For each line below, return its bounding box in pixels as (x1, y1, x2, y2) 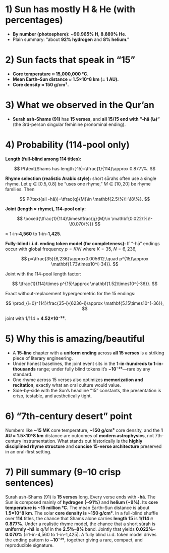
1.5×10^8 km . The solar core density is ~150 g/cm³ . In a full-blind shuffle (5, 510, 158, 516)
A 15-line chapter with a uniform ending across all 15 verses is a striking (12, 350, 164, 356)
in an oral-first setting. (5, 448, 51, 454)
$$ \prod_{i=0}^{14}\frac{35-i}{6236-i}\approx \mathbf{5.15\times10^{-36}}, (6, 300, 164, 306)
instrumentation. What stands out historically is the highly (22, 438, 143, 444)
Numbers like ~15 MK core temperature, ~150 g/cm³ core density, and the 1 (5, 427, 163, 433)
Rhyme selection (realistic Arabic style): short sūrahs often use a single (5, 175, 157, 181)
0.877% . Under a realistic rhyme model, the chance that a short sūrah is (5, 521, 155, 527)
